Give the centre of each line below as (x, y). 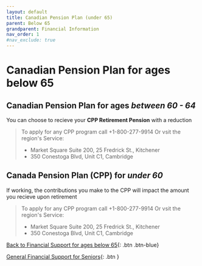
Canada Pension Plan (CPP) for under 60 (85, 176)
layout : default (27, 12)
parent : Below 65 (28, 23)
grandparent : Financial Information (53, 29)
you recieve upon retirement (42, 196)
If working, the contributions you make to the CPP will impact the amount (98, 190)
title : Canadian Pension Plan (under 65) (60, 18)
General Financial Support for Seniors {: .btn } (63, 256)
